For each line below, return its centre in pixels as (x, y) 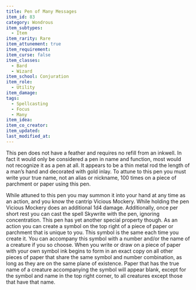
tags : (13, 98)
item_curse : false (28, 55)
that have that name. (31, 282)
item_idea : (19, 120)
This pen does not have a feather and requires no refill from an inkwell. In (94, 153)
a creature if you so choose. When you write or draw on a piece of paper (93, 244)
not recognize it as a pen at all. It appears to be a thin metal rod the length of (98, 165)
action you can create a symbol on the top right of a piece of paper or (90, 226)
